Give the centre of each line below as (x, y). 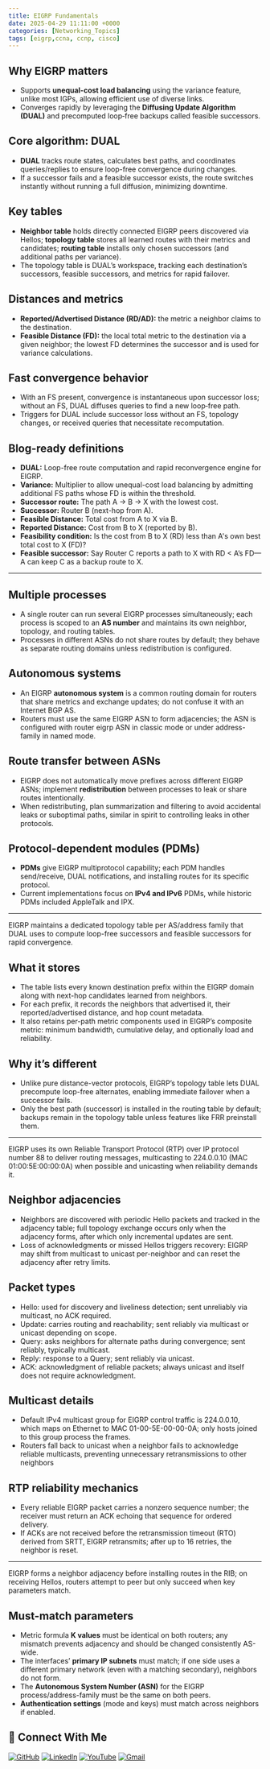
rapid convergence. (41, 942)
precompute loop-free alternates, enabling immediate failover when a (135, 1091)
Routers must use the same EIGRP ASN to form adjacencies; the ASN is (138, 718)
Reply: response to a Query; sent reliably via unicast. (107, 1358)
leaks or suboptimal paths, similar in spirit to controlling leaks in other (135, 815)
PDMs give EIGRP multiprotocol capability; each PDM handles (122, 868)
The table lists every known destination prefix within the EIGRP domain (137, 987)
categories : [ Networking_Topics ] (64, 31)
